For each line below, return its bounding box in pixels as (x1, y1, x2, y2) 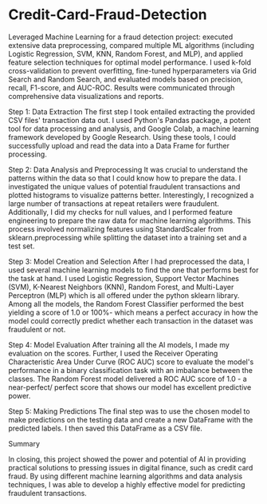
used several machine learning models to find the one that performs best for (8, 265, 259, 275)
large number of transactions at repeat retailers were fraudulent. (8, 198, 219, 208)
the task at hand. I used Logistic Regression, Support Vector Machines (8, 273, 239, 283)
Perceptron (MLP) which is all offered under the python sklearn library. (8, 290, 240, 300)
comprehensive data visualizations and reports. (8, 91, 164, 101)
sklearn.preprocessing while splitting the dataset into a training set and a (8, 232, 247, 242)
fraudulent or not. (8, 324, 66, 334)
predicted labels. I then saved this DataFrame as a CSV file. (8, 423, 203, 433)
